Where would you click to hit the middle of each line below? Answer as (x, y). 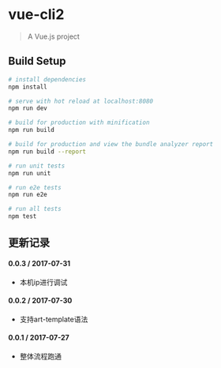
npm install (28, 87)
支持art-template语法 (54, 319)
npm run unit (30, 173)
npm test (22, 216)
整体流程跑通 (40, 356)
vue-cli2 (36, 15)
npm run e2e (28, 195)
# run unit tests (37, 166)
